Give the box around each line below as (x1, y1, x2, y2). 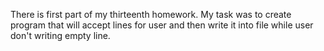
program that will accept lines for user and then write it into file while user (10, 19, 314, 31)
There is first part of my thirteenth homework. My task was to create (10, 9, 292, 20)
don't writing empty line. (10, 30, 111, 41)
